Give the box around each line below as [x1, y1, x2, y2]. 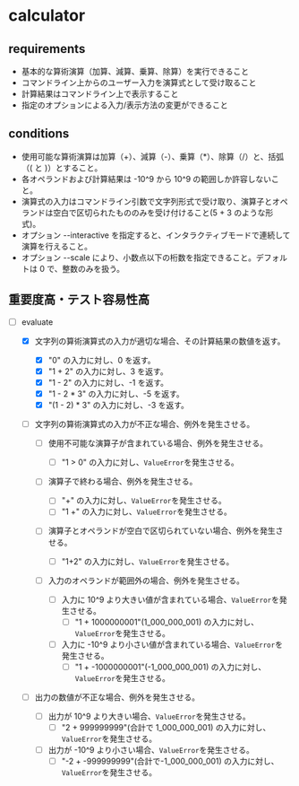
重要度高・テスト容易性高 [8, 293, 149, 308]
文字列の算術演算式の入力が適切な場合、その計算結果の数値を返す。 [34, 336, 286, 346]
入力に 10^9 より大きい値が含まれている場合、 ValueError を [61, 594, 279, 605]
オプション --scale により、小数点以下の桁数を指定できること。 [21, 252, 257, 263]
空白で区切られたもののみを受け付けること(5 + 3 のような [52, 207, 266, 218]
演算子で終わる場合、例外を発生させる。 [47, 476, 198, 487]
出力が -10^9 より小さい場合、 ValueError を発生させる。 [47, 745, 254, 755]
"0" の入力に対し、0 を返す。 [47, 354, 156, 365]
